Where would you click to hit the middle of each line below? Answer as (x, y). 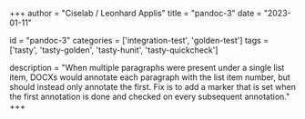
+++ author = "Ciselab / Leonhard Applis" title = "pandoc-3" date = (136, 13)
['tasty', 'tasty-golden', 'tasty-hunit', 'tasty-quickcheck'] (114, 50)
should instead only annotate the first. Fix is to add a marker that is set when (152, 87)
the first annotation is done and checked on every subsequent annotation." (150, 96)
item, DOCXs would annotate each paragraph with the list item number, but (150, 77)
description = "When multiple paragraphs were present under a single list (147, 68)
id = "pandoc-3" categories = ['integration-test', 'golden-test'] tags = (139, 40)
